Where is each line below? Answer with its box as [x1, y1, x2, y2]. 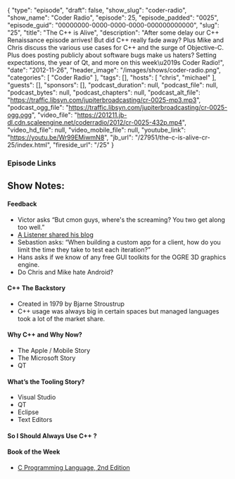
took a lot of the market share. [17, 314, 106, 323]
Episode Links [7, 158, 56, 168]
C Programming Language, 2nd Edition [17, 463, 130, 471]
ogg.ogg [7, 111, 32, 119]
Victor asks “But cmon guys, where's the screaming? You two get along [17, 215, 225, 224]
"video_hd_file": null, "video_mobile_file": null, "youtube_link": [7, 126, 186, 134]
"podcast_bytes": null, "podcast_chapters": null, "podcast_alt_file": [7, 88, 201, 97]
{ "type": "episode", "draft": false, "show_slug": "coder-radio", [7, 6, 187, 14]
